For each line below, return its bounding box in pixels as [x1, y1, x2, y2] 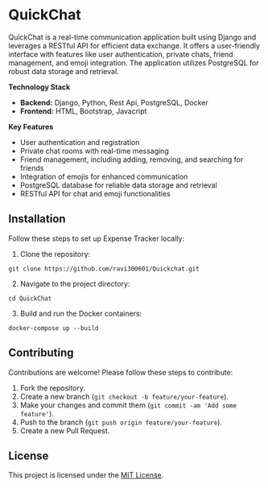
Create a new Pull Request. [19, 425, 110, 436]
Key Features [8, 122, 54, 131]
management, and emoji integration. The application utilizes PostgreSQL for [8, 58, 259, 68]
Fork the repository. [19, 383, 86, 392]
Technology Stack [8, 82, 71, 92]
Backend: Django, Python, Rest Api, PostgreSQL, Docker [19, 97, 209, 107]
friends [19, 163, 44, 172]
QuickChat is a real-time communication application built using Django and [8, 32, 257, 42]
